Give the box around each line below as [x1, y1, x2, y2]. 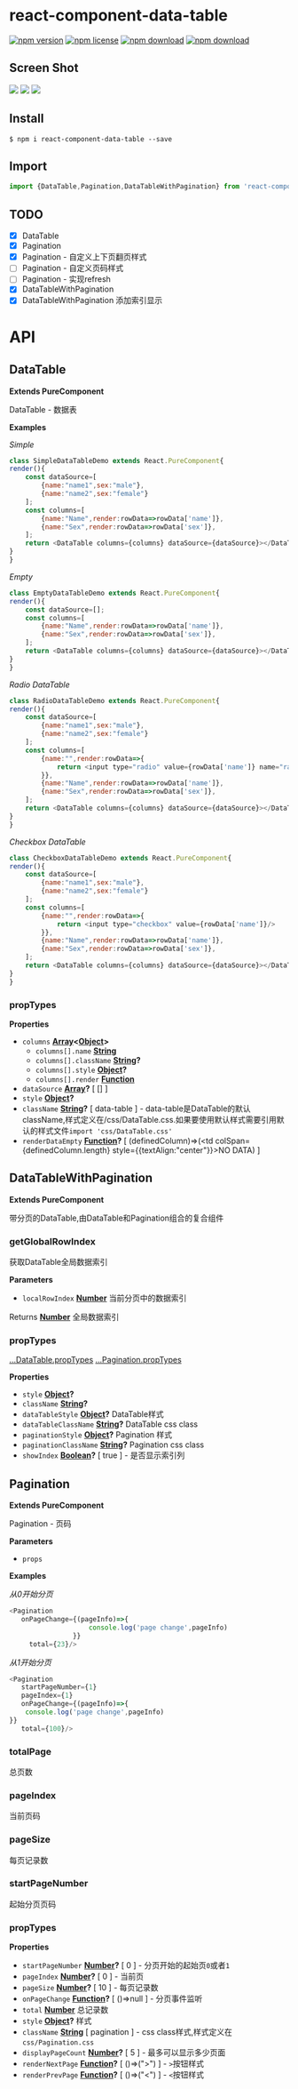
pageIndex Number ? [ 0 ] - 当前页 [21, 1971, 145, 1982]
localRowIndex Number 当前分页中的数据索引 [21, 1293, 187, 1303]
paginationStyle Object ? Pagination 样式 [21, 1429, 173, 1440]
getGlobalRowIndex [9, 1235, 96, 1247]
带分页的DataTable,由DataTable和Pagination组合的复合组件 [9, 1213, 224, 1223]
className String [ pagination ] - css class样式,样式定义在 [21, 2027, 233, 2037]
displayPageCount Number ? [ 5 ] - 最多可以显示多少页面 [21, 2047, 226, 2058]
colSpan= [215, 1135, 251, 1146]
